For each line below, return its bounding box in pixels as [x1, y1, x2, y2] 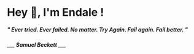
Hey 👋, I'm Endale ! [7, 5, 104, 19]
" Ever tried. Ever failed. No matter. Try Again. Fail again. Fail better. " [7, 25, 188, 33]
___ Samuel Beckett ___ [7, 41, 66, 49]
